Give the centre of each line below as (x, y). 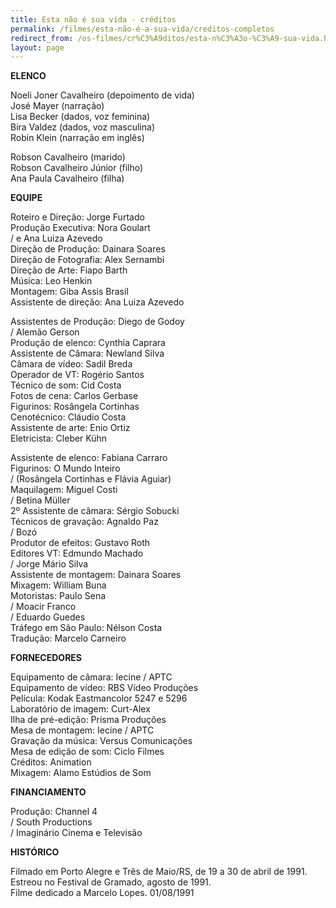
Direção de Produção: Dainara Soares (88, 249)
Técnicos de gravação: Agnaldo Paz (84, 522)
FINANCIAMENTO (48, 792)
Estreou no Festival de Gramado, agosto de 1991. (111, 882)
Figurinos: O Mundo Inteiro (65, 468)
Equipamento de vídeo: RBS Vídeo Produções (104, 688)
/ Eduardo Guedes (48, 617)
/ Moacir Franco (43, 607)
